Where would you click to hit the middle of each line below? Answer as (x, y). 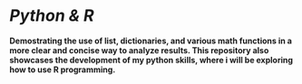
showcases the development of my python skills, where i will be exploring (151, 60)
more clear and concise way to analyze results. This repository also (139, 50)
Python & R (52, 16)
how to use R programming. (63, 70)
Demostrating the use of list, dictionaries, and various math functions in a (151, 41)
